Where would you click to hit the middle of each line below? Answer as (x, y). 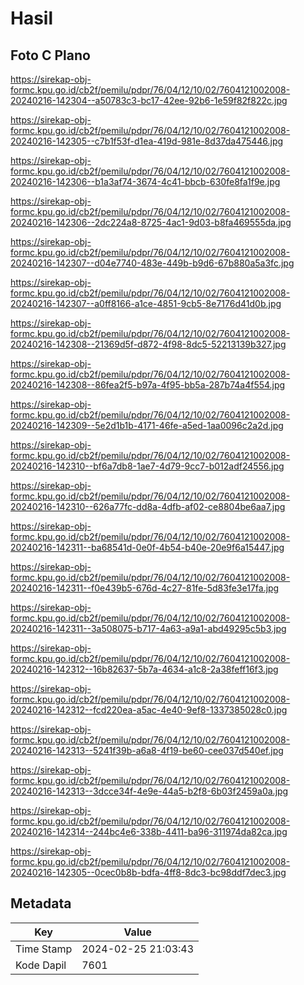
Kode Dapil (41, 965)
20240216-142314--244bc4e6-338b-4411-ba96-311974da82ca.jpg (149, 831)
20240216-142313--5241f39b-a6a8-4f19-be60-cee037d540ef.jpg (147, 750)
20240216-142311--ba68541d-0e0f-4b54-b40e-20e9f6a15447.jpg (147, 547)
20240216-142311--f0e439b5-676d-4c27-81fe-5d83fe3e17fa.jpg (145, 588)
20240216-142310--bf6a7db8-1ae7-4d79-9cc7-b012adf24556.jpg (147, 466)
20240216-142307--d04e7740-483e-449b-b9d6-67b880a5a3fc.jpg (152, 263)
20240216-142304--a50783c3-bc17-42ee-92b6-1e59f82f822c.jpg (149, 100)
